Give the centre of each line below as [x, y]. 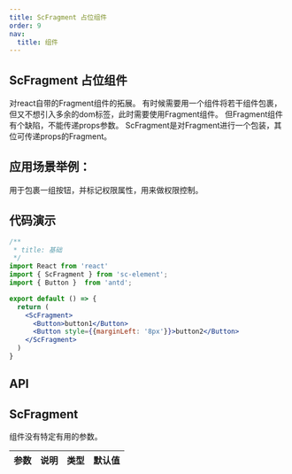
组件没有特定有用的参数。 [56, 437]
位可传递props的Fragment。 [61, 136]
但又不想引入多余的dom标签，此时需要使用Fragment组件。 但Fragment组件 [146, 114]
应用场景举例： [50, 167]
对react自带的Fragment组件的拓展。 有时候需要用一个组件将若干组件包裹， [146, 104]
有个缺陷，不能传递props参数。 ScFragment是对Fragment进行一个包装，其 [146, 126]
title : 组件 [38, 42]
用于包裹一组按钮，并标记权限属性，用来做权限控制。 [106, 190]
